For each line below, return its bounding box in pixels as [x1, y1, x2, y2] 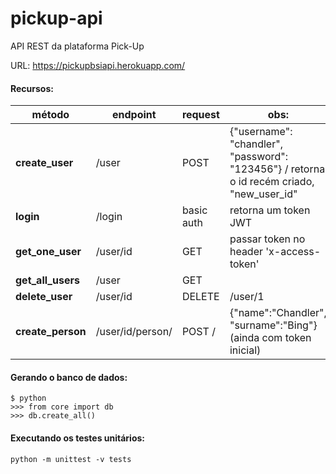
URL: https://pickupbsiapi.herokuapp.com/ [10, 59, 186, 71]
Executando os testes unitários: [10, 432, 146, 444]
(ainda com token [229, 331, 312, 345]
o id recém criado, [229, 175, 315, 189]
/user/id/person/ [95, 325, 173, 339]
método [31, 108, 70, 122]
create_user [15, 156, 74, 170]
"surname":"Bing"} [229, 318, 318, 332]
